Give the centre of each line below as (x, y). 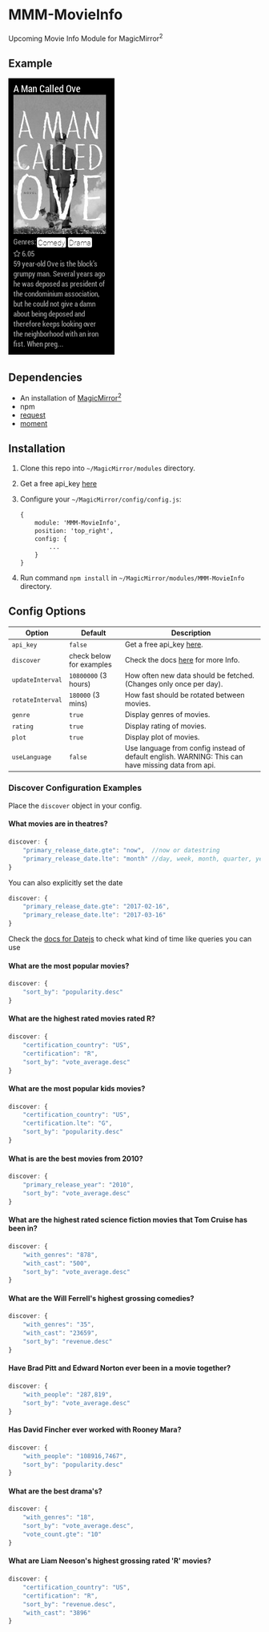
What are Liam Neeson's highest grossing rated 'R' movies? (110, 1561)
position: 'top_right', (74, 530)
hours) (80, 683)
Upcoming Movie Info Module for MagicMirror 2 (86, 38)
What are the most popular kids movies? (77, 1088)
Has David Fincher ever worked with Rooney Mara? (95, 1430)
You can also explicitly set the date (66, 882)
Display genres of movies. (168, 715)
